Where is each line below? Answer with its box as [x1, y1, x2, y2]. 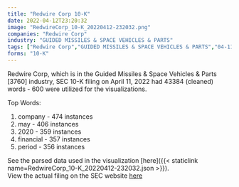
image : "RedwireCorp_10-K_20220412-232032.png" [7, 23, 152, 31]
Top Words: [7, 98, 41, 107]
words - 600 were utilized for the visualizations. [7, 85, 147, 93]
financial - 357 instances [17, 134, 90, 143]
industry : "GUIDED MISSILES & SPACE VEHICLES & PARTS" [7, 37, 174, 44]
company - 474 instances [17, 112, 93, 121]
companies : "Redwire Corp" [7, 30, 87, 38]
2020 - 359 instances [17, 127, 82, 136]
